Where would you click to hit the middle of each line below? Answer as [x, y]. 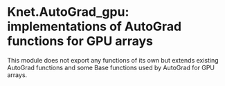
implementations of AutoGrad [94, 26]
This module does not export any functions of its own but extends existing [113, 60]
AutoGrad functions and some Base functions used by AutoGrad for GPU [111, 67]
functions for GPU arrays [80, 41]
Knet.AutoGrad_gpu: [68, 12]
